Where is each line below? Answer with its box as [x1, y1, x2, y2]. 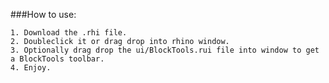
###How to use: [10, 9, 77, 20]
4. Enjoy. [10, 63, 52, 73]
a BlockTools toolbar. [10, 54, 105, 64]
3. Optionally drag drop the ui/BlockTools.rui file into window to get [10, 45, 320, 55]
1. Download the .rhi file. [10, 28, 128, 38]
